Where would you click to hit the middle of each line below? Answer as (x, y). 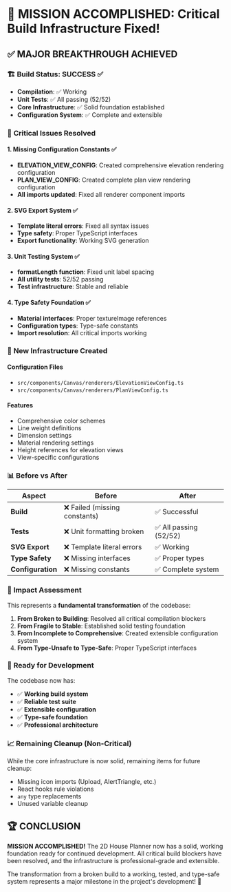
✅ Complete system (187, 569)
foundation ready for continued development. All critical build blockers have (114, 853)
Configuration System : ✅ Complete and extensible (90, 115)
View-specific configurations (58, 457)
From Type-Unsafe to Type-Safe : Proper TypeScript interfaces (107, 648)
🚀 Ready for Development (51, 666)
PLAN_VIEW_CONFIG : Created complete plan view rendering (104, 180)
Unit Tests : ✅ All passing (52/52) (64, 99)
